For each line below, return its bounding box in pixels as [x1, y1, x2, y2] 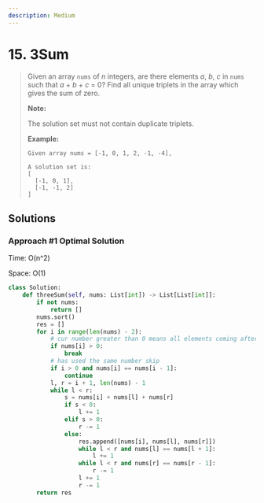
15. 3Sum [8, 45, 69, 63]
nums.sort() [36, 313, 76, 321]
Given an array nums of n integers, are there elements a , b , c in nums [27, 72, 245, 81]
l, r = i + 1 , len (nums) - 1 [49, 379, 146, 386]
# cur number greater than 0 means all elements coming [49, 335, 237, 343]
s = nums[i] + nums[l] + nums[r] [64, 394, 174, 401]
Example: [27, 134, 59, 143]
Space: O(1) [8, 268, 46, 278]
